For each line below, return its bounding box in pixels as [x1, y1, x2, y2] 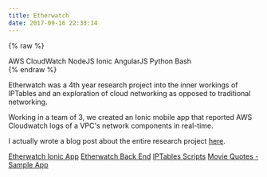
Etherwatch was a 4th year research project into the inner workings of [8, 80, 238, 90]
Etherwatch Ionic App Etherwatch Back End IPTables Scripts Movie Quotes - [8, 152, 259, 161]
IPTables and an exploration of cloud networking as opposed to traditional [8, 88, 251, 98]
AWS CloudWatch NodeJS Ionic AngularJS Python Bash [8, 56, 192, 66]
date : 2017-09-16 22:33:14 [8, 19, 98, 27]
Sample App [8, 160, 49, 169]
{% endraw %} [8, 64, 57, 74]
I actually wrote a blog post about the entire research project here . [8, 136, 226, 145]
